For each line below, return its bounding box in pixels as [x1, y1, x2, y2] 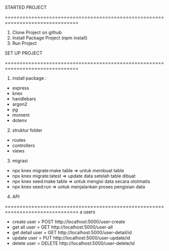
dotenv [12, 117, 27, 123]
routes [12, 137, 26, 143]
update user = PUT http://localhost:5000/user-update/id [12, 235, 130, 241]
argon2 [12, 101, 27, 107]
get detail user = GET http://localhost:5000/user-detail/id [12, 230, 132, 235]
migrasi [12, 158, 28, 164]
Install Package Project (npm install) [12, 35, 88, 41]
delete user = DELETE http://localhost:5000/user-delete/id [12, 240, 135, 246]
